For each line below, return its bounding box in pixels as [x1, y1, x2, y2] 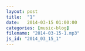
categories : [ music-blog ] [6, 25, 69, 31]
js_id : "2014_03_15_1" [6, 36, 62, 42]
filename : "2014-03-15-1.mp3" [6, 30, 80, 36]
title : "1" [6, 14, 35, 20]
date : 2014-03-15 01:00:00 [6, 19, 77, 25]
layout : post [6, 8, 38, 15]
